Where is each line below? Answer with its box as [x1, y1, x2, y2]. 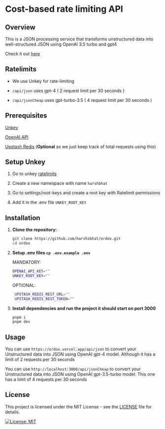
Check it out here [5, 51, 40, 57]
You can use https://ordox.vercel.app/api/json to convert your [5, 346, 136, 352]
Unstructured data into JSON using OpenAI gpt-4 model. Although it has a [5, 351, 156, 357]
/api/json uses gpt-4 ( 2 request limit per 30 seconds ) [12, 88, 125, 93]
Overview [5, 23, 36, 31]
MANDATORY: [12, 259, 41, 265]
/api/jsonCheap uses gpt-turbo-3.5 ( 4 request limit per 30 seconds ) [12, 97, 152, 103]
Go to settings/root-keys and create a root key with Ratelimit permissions [12, 190, 161, 196]
